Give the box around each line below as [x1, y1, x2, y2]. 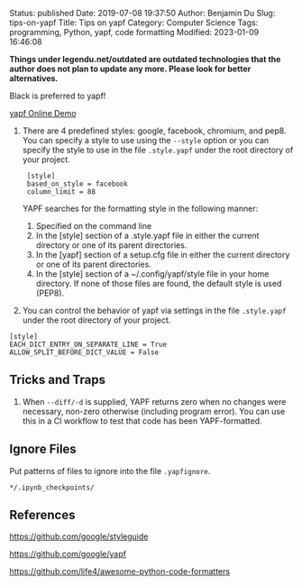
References [9, 508, 76, 523]
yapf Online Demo [9, 108, 77, 118]
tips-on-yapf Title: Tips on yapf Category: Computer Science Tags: [9, 17, 259, 28]
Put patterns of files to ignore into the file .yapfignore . [9, 465, 211, 476]
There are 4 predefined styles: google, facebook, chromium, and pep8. [22, 125, 287, 136]
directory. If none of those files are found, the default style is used [35, 279, 282, 288]
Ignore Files [9, 442, 77, 457]
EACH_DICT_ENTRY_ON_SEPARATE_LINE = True [9, 340, 168, 349]
